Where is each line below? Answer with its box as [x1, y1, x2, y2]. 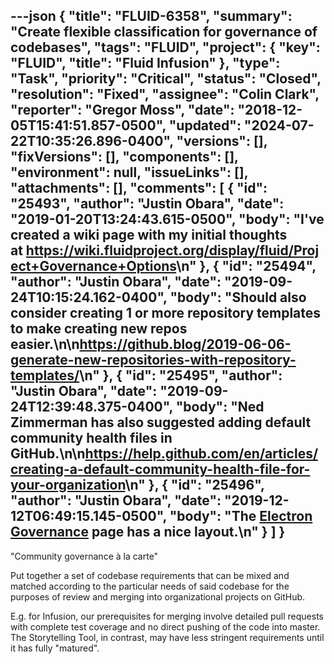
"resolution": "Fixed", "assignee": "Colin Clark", [10, 86, 320, 103]
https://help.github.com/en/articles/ [84, 445, 319, 463]
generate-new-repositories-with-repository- [10, 352, 297, 369]
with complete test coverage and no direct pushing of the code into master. [10, 620, 321, 633]
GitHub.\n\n [10, 445, 86, 463]
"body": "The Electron [169, 508, 313, 525]
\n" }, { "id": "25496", [124, 477, 265, 494]
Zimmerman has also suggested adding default [10, 414, 312, 431]
